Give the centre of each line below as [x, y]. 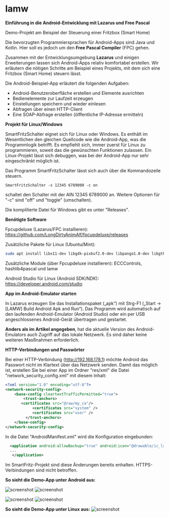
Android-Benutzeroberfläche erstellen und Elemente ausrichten [78, 93]
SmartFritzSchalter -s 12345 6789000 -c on [52, 185]
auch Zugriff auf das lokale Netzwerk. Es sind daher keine [87, 334]
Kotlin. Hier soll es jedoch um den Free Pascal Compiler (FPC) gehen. [77, 47]
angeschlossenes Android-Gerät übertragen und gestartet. [66, 319]
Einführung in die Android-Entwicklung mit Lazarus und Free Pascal [77, 23]
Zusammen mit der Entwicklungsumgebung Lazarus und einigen [72, 57]
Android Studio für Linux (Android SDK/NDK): [52, 278]
